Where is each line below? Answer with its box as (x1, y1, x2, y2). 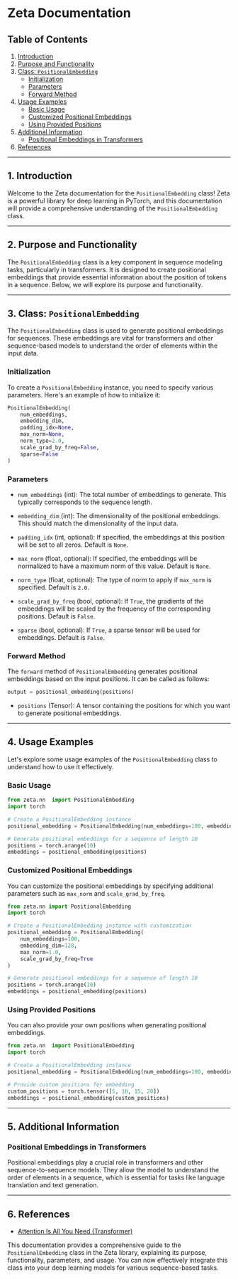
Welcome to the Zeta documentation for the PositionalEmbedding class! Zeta (7, 188, 230, 197)
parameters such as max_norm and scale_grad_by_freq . (7, 889, 166, 897)
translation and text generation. (7, 1181, 99, 1189)
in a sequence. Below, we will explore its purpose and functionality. (7, 280, 203, 289)
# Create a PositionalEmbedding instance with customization (7, 922, 192, 929)
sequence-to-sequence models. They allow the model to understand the (7, 1166, 220, 1174)
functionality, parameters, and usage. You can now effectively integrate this (7, 1256, 228, 1265)
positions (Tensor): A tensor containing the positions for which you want (17, 702, 231, 710)
